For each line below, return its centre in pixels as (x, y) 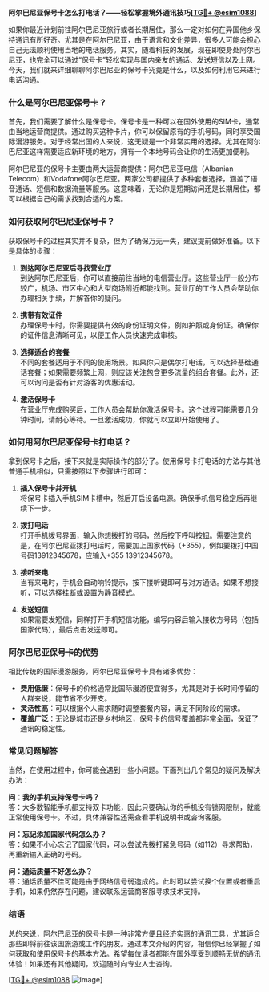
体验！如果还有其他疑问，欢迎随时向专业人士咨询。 (92, 963)
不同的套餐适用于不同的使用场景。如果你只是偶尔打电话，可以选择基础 (136, 362)
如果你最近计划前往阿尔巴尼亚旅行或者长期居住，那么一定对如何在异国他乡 (131, 30)
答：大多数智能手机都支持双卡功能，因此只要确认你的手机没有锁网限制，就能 (134, 807)
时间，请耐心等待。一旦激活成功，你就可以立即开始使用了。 (125, 419)
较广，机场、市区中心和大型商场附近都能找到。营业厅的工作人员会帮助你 (139, 287)
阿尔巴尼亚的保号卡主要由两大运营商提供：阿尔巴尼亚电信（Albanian (121, 169)
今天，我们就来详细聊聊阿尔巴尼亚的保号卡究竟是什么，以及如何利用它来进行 (134, 70)
